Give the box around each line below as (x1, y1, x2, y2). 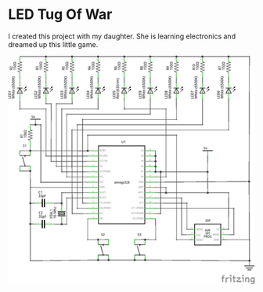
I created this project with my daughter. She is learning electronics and (8, 31, 236, 41)
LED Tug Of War (8, 5, 113, 24)
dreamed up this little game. (8, 39, 99, 49)
